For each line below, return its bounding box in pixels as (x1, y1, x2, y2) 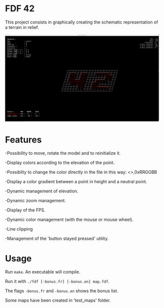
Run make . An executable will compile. (5, 269, 81, 275)
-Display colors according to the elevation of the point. (5, 160, 115, 166)
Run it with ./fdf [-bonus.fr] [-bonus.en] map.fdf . (5, 279, 110, 284)
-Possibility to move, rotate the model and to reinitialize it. (5, 150, 121, 156)
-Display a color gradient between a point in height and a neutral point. (5, 179, 147, 185)
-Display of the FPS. (5, 207, 45, 213)
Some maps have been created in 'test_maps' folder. (5, 297, 111, 304)
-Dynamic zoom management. (5, 198, 66, 204)
